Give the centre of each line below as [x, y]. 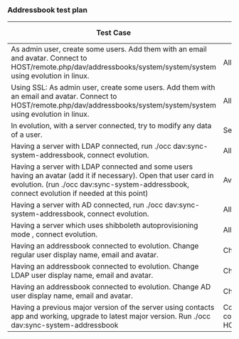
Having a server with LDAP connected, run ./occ [91, 146]
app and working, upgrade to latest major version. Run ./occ [111, 316]
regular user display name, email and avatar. [85, 255]
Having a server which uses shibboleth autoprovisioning [105, 226]
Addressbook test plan [47, 10]
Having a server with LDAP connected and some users [102, 167]
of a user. [27, 135]
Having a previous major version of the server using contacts [113, 308]
